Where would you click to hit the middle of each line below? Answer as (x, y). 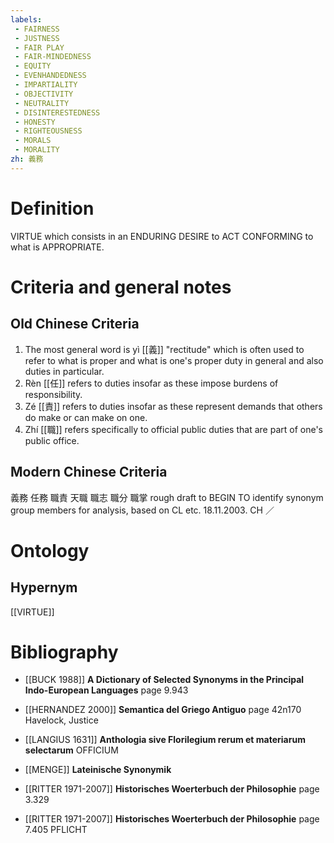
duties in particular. (64, 371)
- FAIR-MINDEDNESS (53, 57)
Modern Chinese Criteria (89, 472)
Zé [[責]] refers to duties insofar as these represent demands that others (173, 406)
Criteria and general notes (121, 287)
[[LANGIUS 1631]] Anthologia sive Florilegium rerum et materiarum (165, 740)
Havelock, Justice (61, 720)
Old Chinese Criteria (75, 324)
